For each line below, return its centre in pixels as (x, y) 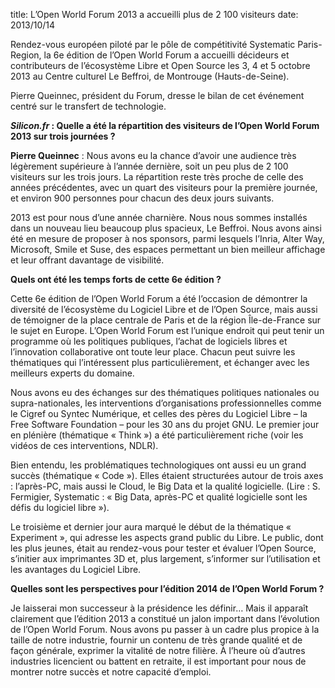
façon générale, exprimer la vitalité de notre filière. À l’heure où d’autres (158, 650)
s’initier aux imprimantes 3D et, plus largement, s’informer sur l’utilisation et (165, 558)
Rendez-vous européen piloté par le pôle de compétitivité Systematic (153, 44)
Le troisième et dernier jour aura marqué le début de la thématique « (151, 527)
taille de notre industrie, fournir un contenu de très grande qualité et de (156, 640)
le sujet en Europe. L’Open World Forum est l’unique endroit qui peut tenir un (167, 330)
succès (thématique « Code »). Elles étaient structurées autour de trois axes (167, 475)
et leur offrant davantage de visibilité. (87, 260)
